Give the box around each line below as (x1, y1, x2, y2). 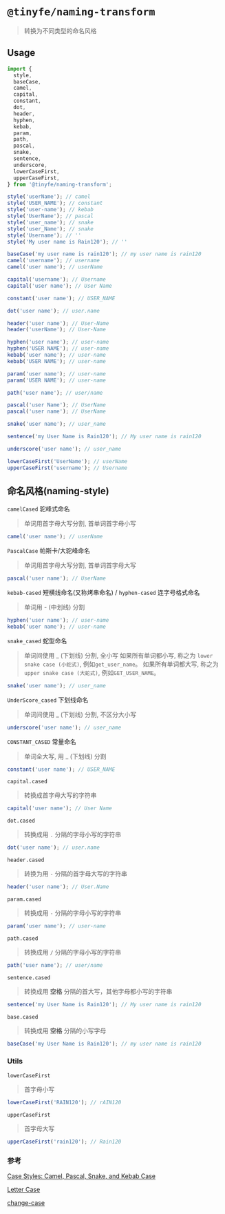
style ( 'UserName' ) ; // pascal (7, 213, 94, 219)
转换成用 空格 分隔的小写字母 (23, 1026, 107, 1035)
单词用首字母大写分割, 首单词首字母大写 (23, 561, 136, 569)
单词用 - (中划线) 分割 (23, 603, 85, 611)
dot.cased (7, 817, 36, 825)
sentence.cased (7, 974, 51, 981)
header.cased (7, 856, 45, 864)
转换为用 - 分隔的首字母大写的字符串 (23, 870, 127, 878)
